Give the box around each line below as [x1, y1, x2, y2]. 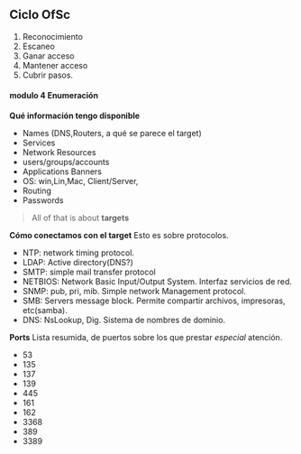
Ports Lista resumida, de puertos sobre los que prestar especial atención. [9, 332, 283, 343]
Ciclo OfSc [9, 7, 70, 23]
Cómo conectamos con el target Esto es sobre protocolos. [9, 230, 229, 241]
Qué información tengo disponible [9, 110, 141, 121]
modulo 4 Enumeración [9, 90, 99, 101]
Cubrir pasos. [22, 69, 74, 80]
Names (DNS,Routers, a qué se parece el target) [22, 128, 203, 139]
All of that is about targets [31, 212, 130, 224]
